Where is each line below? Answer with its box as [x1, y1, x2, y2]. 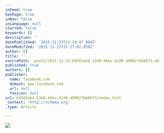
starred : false [5, 26, 37, 31]
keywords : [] [5, 30, 32, 35]
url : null [9, 86, 30, 91]
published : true [5, 63, 39, 68]
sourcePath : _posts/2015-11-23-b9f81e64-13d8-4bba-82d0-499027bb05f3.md [5, 58, 160, 63]
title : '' [5, 53, 26, 59]
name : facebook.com [9, 77, 50, 82]
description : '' [5, 35, 39, 40]
